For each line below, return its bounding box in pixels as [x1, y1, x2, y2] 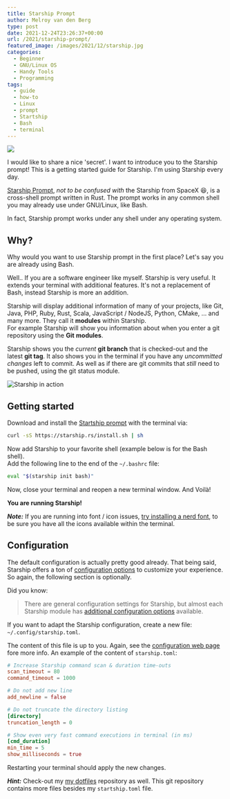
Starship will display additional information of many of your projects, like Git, [7, 302, 224, 310]
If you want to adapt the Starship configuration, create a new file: [7, 620, 192, 629]
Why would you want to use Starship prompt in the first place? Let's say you [7, 253, 224, 261]
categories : [7, 49, 41, 56]
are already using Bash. [7, 261, 75, 269]
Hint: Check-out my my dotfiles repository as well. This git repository [7, 777, 204, 785]
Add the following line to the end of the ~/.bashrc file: [7, 459, 160, 468]
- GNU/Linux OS [13, 62, 57, 69]
